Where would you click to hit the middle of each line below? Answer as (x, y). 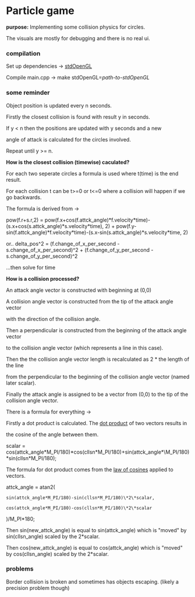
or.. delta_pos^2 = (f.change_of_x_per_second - (63, 243)
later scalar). (21, 383)
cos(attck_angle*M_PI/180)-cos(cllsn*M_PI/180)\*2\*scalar (79, 508)
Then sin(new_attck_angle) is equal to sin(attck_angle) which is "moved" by (96, 530)
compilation (23, 53)
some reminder (28, 93)
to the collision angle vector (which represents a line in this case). (85, 348)
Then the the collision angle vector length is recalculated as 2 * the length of (98, 359)
